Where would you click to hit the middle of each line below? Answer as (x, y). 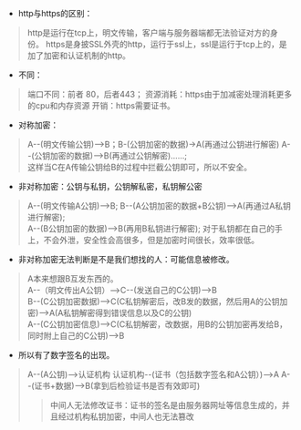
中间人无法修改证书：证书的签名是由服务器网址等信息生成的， (166, 405)
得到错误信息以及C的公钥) (144, 313)
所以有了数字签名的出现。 (66, 355)
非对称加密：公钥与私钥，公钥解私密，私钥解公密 (110, 186)
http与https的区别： (55, 13)
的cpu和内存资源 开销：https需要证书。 (101, 106)
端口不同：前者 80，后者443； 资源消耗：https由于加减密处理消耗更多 (160, 94)
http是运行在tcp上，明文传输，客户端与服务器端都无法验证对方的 (149, 33)
